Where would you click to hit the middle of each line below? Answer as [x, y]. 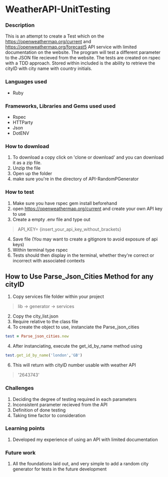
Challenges [19, 388]
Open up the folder [32, 174]
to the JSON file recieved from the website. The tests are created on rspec [83, 58]
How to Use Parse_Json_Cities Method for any [79, 277]
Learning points [25, 428]
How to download [27, 146]
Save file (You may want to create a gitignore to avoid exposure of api [85, 239]
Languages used [26, 82]
